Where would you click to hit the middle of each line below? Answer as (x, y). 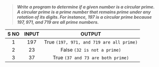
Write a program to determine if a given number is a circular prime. (86, 7)
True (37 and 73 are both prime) (91, 58)
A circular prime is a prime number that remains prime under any (84, 12)
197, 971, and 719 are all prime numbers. (58, 22)
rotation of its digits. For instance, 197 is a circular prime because (84, 17)
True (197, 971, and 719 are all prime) (91, 42)
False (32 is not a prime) (91, 50)
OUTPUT (91, 34)
